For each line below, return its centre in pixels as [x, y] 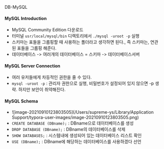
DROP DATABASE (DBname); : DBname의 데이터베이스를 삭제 [68, 129]
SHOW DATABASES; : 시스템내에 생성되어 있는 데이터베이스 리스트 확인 [77, 135]
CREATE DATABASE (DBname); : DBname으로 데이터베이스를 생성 [73, 123]
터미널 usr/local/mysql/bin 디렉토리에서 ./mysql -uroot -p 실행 [75, 36]
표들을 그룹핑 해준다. [37, 48]
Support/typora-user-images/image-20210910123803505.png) [75, 117]
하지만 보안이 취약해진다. [42, 90]
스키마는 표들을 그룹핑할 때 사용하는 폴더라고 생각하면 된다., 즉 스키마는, [80, 42]
